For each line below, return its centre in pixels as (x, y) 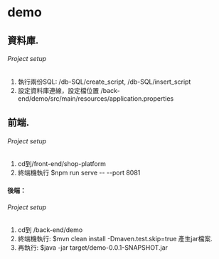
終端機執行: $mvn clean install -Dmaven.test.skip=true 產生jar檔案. (115, 239)
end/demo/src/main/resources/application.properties (96, 98)
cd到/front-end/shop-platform (62, 164)
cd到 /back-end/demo (50, 230)
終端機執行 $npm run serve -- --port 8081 (79, 173)
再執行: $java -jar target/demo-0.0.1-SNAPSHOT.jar (93, 248)
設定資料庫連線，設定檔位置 (58, 90)
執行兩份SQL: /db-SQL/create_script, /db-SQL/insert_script (104, 82)
